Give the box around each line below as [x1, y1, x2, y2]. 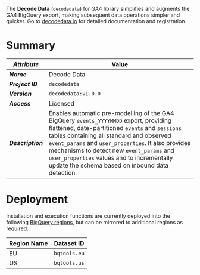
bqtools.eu [53, 250, 85, 257]
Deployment [6, 193, 68, 206]
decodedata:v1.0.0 [48, 90, 101, 97]
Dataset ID [54, 239, 85, 247]
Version [9, 89, 32, 98]
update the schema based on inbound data [48, 161, 169, 169]
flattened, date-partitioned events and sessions [48, 123, 182, 132]
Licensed [48, 99, 74, 107]
